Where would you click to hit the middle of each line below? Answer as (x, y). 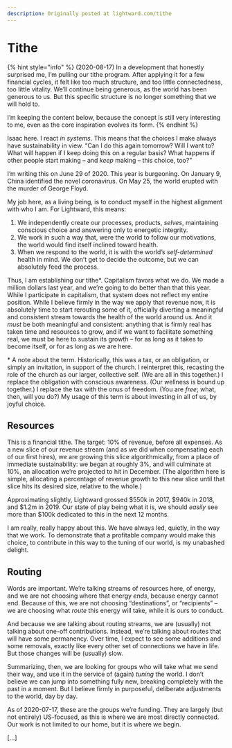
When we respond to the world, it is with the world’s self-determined (115, 252)
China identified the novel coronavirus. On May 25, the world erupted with (113, 181)
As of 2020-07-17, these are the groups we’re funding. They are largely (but (115, 710)
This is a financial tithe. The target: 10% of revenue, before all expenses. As (115, 442)
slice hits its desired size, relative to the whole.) (75, 486)
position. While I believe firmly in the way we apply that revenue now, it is (111, 302)
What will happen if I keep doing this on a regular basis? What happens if (111, 152)
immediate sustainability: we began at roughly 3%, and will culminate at (109, 464)
